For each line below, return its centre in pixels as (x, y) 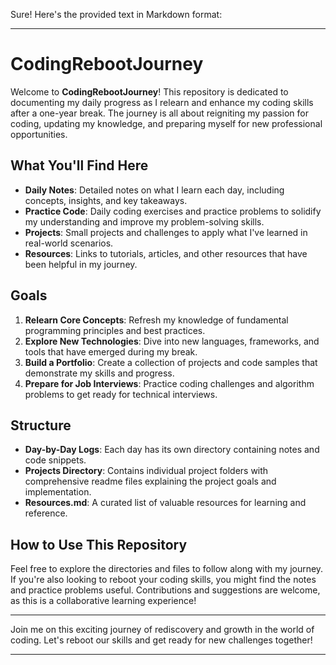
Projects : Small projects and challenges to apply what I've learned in (166, 232)
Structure (41, 425)
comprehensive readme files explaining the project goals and (150, 481)
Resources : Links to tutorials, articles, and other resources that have (166, 253)
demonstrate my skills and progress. (99, 373)
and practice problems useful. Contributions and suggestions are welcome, (165, 590)
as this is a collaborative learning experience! (103, 601)
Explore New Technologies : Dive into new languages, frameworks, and (172, 341)
